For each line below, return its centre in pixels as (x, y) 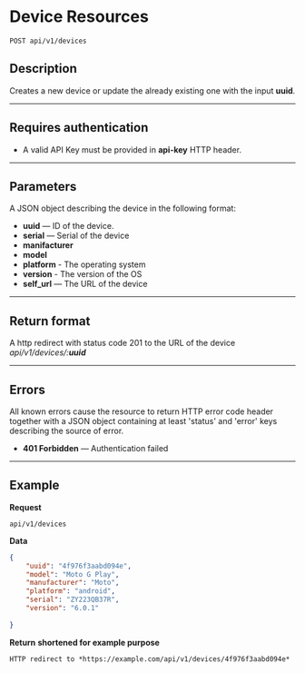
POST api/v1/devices (49, 41)
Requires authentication (79, 128)
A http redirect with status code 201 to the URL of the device (123, 343)
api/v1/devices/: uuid (48, 352)
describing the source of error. (67, 431)
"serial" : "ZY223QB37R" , (73, 600)
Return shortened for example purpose (85, 642)
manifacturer (48, 245)
